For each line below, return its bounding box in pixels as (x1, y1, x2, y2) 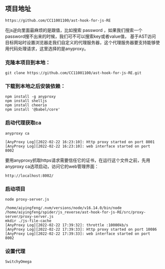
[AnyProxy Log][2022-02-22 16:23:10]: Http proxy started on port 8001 (5, 139, 155, 144)
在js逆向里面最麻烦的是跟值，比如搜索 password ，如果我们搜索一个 (5, 27, 143, 33)
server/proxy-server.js (5, 214, 54, 219)
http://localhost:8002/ (5, 173, 54, 178)
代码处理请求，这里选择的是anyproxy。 (9, 46, 88, 52)
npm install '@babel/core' (5, 107, 60, 112)
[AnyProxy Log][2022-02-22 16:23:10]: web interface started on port (5, 144, 151, 149)
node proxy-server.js (5, 197, 50, 202)
